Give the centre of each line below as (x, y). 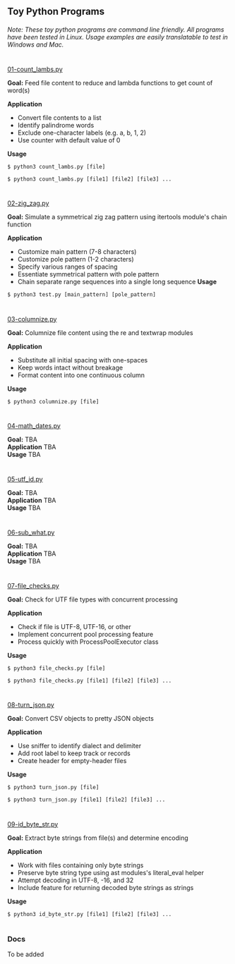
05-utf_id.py (25, 479)
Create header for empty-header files (72, 761)
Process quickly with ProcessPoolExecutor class (88, 642)
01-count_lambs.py (35, 69)
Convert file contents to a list (59, 118)
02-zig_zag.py (28, 203)
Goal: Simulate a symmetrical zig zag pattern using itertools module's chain (117, 217)
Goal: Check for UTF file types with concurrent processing (93, 599)
